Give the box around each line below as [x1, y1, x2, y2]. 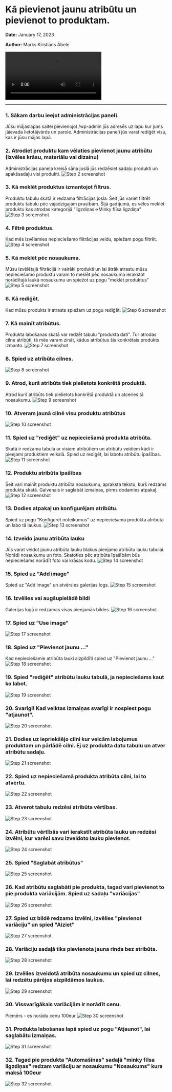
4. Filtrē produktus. [5, 224, 54, 232]
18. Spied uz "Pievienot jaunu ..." [5, 644, 89, 651]
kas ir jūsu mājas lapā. [5, 135, 52, 141]
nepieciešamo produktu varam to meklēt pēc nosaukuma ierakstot [5, 271, 145, 278]
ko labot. [5, 680, 28, 687]
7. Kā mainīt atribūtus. [5, 319, 61, 327]
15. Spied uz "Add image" [5, 570, 70, 577]
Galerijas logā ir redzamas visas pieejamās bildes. [5, 606, 111, 612]
